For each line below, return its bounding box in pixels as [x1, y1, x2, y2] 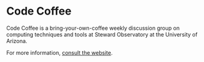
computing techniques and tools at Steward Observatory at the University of [6, 30, 198, 38]
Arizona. [6, 37, 27, 44]
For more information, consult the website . [6, 49, 113, 56]
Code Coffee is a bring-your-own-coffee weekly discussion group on [6, 24, 180, 32]
